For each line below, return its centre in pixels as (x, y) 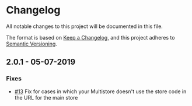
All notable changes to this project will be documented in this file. (85, 26)
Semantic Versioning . (32, 44)
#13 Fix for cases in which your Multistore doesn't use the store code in (100, 91)
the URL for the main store (46, 97)
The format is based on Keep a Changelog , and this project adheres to (90, 37)
